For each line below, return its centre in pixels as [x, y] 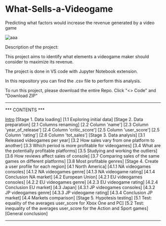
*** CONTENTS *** [25, 110]
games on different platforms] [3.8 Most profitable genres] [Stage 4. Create [82, 161]
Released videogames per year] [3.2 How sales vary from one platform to [80, 140]
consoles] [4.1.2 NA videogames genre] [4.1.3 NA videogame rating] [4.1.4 [80, 171]
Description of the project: [32, 47]
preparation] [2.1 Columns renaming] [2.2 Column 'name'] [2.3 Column [77, 125]
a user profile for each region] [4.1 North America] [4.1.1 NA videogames [78, 166]
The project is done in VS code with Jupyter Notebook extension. [72, 71]
